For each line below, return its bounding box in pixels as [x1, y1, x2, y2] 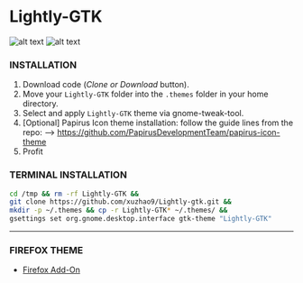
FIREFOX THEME [9, 243, 84, 256]
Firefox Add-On [22, 264, 81, 276]
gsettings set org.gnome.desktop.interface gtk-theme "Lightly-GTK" [9, 215, 272, 224]
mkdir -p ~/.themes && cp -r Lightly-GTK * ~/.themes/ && [9, 205, 228, 215]
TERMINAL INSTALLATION [9, 169, 128, 181]
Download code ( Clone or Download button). [22, 79, 189, 90]
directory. [22, 98, 59, 109]
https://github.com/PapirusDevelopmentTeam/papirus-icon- [57, 127, 281, 138]
